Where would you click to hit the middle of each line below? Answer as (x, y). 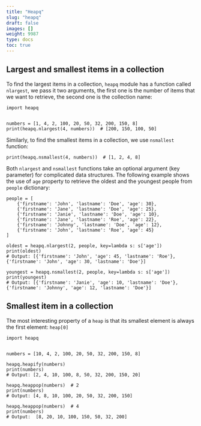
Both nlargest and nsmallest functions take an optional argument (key (93, 168)
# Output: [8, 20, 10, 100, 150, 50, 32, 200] (67, 417)
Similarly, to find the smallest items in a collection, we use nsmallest (90, 140)
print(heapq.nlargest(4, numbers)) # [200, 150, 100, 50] (82, 129)
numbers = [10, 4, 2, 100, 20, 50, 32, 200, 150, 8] (73, 354)
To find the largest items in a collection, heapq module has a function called (99, 84)
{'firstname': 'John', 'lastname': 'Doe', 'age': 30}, (87, 204)
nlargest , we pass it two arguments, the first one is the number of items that (100, 90)
